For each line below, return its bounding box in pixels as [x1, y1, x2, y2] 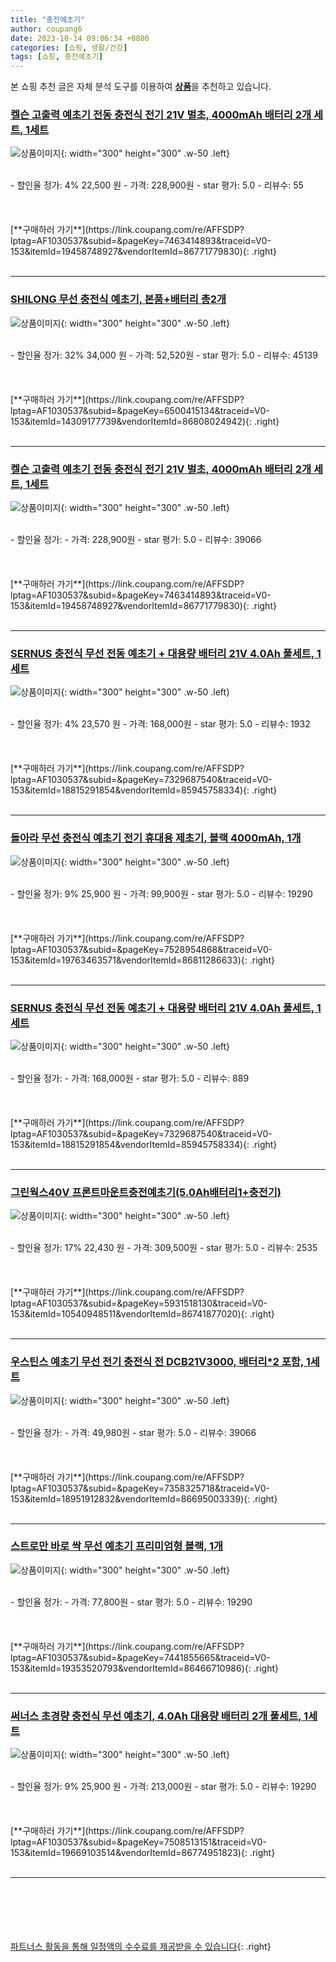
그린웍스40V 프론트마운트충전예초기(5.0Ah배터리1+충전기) [10, 1185, 282, 1199]
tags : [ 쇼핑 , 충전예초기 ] [10, 52, 104, 62]
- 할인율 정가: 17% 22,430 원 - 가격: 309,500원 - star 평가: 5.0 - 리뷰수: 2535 [10, 1242, 318, 1254]
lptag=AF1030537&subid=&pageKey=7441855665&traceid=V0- [10, 1651, 271, 1663]
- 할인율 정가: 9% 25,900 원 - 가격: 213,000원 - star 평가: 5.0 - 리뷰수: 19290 [10, 1781, 317, 1793]
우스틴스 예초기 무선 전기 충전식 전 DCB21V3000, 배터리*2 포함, [10, 1355, 304, 1369]
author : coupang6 [10, 24, 83, 34]
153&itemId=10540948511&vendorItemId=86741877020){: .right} [10, 1308, 275, 1320]
